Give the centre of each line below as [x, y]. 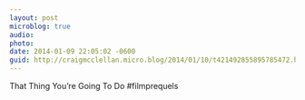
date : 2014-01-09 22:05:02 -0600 [73, 52]
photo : [22, 43]
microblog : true [40, 26]
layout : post [34, 18]
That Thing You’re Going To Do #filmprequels [94, 86]
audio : [22, 35]
